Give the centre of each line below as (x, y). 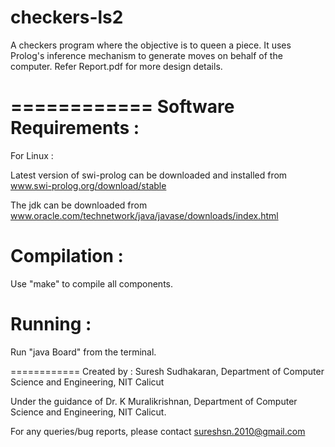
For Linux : (32, 155)
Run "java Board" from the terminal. (83, 352)
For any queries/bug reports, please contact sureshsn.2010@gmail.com (158, 431)
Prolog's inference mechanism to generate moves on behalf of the (146, 55)
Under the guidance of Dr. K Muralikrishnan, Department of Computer (154, 401)
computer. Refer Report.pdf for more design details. (116, 66)
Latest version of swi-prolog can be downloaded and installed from (149, 175)
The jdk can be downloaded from (79, 205)
